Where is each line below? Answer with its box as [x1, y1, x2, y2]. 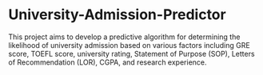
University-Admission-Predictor [8, 6, 226, 24]
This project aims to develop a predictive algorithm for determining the [8, 32, 241, 41]
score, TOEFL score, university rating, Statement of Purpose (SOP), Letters [8, 49, 255, 58]
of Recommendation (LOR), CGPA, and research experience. [8, 57, 207, 67]
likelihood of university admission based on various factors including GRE [8, 40, 250, 49]
